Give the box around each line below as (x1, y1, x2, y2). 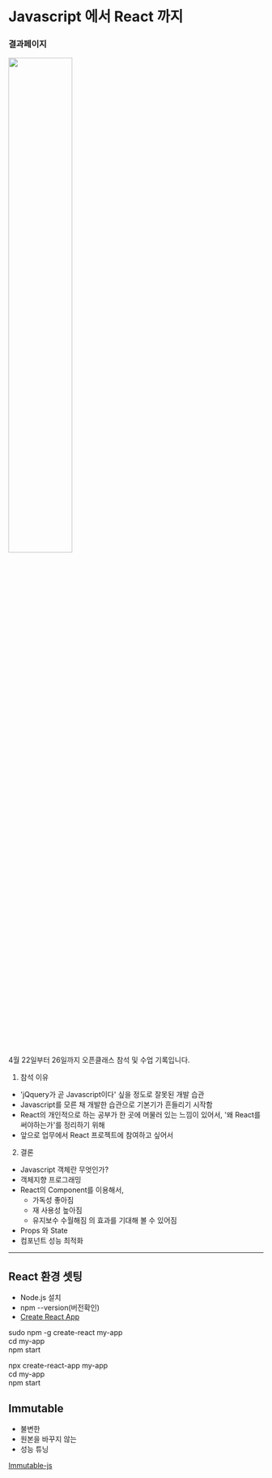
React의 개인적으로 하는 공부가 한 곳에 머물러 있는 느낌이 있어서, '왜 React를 (19, 1110, 261, 1120)
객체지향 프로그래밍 (19, 1175, 82, 1185)
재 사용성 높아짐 (32, 1205, 83, 1215)
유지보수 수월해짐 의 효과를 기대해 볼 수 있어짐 (32, 1216, 177, 1225)
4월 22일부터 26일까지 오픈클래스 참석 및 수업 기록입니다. (8, 1055, 190, 1065)
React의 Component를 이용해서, (19, 1185, 124, 1195)
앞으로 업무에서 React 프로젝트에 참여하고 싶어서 (19, 1130, 174, 1140)
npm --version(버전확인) (19, 1303, 100, 1312)
